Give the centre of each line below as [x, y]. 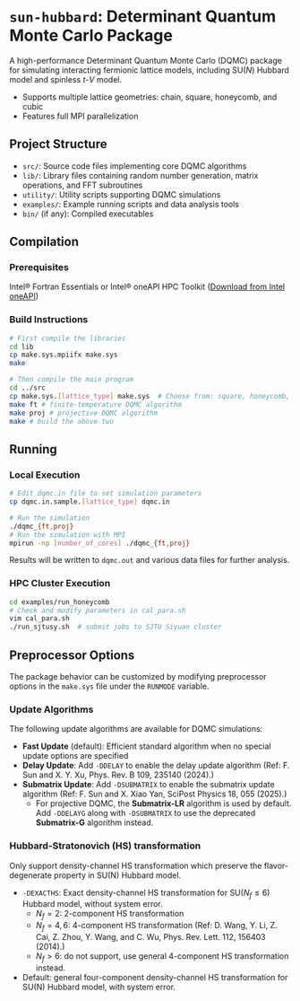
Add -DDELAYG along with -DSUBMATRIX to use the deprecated [146, 813]
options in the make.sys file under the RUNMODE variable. [109, 686]
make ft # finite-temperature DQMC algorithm [95, 404]
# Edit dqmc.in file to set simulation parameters [106, 494]
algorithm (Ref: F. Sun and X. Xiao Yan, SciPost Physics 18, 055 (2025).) [154, 794]
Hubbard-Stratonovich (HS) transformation [105, 846]
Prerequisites [39, 268]
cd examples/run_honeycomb [60, 602]
